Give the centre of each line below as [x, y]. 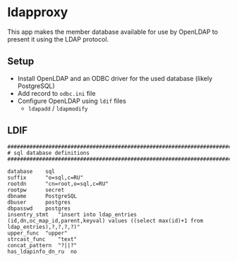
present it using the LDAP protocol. [58, 39]
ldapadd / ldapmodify [58, 108]
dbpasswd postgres [39, 208]
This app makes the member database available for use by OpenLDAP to [113, 32]
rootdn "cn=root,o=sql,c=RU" [58, 184]
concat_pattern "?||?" [42, 245]
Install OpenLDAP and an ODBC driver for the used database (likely [115, 78]
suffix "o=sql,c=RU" [45, 177]
